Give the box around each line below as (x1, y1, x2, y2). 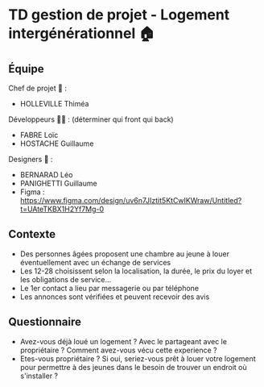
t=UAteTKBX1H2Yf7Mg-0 (19, 204, 105, 214)
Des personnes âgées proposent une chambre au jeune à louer (19, 248, 229, 259)
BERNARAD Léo (19, 170, 73, 179)
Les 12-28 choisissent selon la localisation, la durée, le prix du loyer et (19, 266, 253, 276)
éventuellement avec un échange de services (19, 257, 171, 267)
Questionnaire (8, 315, 82, 329)
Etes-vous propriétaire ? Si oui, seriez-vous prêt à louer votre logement (19, 353, 256, 364)
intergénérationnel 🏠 (8, 24, 155, 43)
